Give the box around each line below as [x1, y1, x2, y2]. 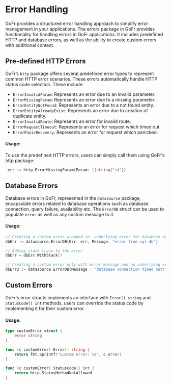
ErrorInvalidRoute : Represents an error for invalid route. [12, 118, 131, 124]
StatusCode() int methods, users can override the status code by [5, 300, 144, 306]
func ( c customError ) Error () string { [5, 347, 90, 352]
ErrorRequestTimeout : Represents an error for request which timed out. [12, 123, 161, 130]
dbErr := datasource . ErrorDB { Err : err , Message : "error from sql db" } [5, 239, 158, 244]
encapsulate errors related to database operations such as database [5, 200, 149, 207]
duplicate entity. [12, 113, 47, 119]
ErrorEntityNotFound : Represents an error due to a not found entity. [12, 102, 154, 108]
